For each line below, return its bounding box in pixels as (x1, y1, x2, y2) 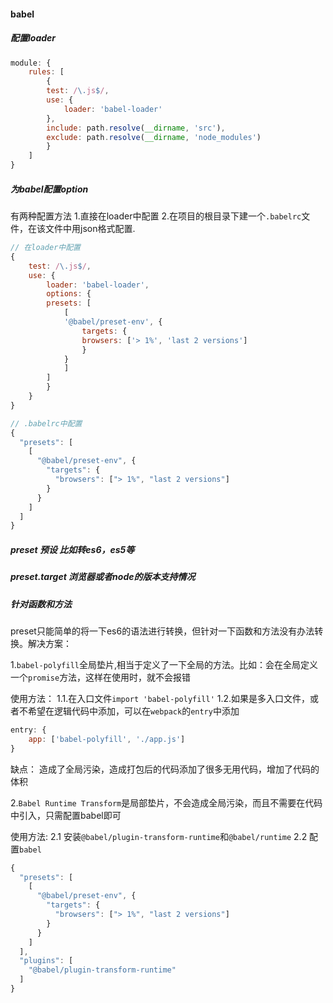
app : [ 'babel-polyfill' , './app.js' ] (28, 734, 186, 744)
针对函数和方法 (10, 598, 72, 610)
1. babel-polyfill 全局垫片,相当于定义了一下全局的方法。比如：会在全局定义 (10, 659, 319, 670)
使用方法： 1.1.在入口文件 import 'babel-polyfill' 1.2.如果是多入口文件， (10, 693, 311, 704)
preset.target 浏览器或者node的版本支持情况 (10, 571, 196, 583)
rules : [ (28, 67, 65, 77)
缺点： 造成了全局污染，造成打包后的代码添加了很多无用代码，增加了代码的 (10, 763, 320, 775)
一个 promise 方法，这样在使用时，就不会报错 (10, 671, 192, 683)
